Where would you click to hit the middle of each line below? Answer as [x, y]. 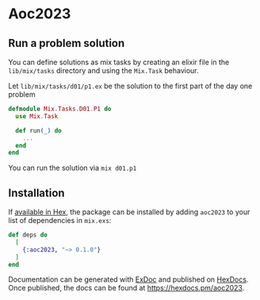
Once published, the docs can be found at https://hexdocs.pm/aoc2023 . [126, 288]
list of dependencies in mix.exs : [60, 221]
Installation [36, 192]
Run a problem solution [67, 43]
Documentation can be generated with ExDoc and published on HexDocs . [128, 279]
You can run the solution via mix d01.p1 [73, 168]
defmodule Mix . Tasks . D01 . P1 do [60, 109]
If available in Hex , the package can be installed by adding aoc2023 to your [129, 212]
